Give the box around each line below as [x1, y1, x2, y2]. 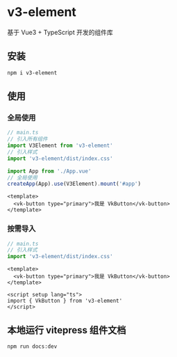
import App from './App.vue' [7, 168, 92, 175]
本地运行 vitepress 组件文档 [7, 324, 126, 336]
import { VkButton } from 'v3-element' [7, 297, 123, 305]
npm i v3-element [7, 69, 58, 77]
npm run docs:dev [7, 343, 58, 350]
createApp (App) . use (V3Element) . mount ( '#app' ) [7, 180, 141, 188]
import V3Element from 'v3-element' [7, 142, 113, 150]
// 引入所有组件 [7, 136, 48, 143]
